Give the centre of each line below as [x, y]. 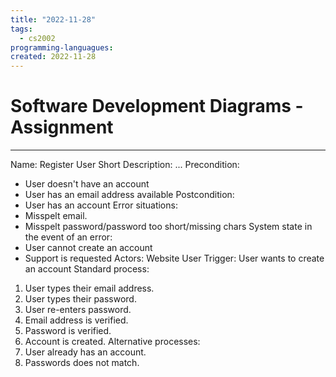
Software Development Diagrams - [157, 106]
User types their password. [80, 299]
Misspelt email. [56, 216]
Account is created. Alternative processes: [112, 342]
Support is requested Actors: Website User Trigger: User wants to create [174, 258]
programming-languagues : [62, 47]
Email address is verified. [76, 320]
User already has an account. [85, 352]
